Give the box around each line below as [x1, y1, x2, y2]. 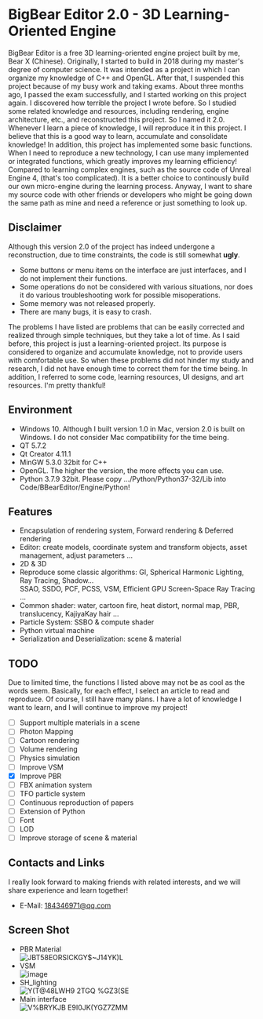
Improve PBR [19, 771, 62, 781]
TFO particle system [19, 788, 86, 798]
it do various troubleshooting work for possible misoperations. [19, 290, 221, 300]
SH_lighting [19, 977, 57, 987]
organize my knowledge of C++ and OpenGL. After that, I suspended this [8, 73, 245, 82]
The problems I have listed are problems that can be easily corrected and [8, 322, 245, 331]
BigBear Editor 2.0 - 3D [8, 5, 161, 24]
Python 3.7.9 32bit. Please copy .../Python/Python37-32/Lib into [19, 474, 227, 483]
